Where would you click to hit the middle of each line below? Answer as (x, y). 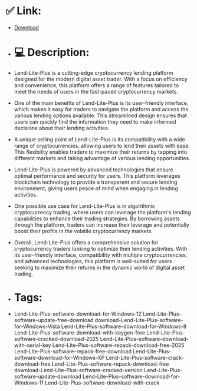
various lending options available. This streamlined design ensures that (100, 115)
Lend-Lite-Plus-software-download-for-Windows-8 (124, 326)
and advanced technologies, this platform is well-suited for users (93, 261)
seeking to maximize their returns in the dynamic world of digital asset (99, 267)
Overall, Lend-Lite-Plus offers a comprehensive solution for (86, 242)
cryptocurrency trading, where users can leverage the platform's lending (102, 212)
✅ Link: (24, 11)
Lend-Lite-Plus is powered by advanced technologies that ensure (93, 170)
